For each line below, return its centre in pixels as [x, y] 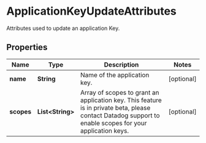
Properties [27, 47]
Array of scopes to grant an [120, 92]
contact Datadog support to [120, 116]
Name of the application [115, 75]
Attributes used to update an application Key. [63, 28]
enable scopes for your [113, 123]
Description [121, 64]
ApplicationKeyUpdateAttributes [91, 11]
